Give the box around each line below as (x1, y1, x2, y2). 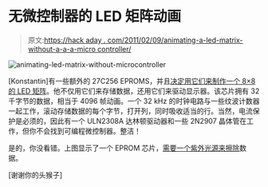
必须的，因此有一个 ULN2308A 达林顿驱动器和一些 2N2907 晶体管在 (22, 116, 247, 125)
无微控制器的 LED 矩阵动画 (8, 7, 182, 26)
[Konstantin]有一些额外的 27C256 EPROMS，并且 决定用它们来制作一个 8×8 (8, 76, 256, 86)
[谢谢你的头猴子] (8, 169, 63, 180)
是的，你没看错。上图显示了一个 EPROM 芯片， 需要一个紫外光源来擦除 (8, 143, 240, 153)
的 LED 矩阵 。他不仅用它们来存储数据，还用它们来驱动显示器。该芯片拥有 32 (8, 86, 260, 96)
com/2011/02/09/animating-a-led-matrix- (107, 35, 243, 45)
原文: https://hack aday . (27, 35, 106, 45)
